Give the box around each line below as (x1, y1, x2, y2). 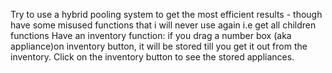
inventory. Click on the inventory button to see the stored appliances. (10, 51, 295, 63)
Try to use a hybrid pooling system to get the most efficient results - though (10, 9, 323, 20)
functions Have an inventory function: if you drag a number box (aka (10, 30, 292, 41)
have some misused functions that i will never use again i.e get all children (10, 19, 317, 31)
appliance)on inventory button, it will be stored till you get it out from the (10, 40, 308, 52)
